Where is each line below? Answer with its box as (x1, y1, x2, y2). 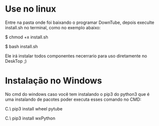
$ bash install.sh (5, 43, 38, 49)
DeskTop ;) (5, 58, 27, 64)
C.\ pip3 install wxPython (5, 115, 56, 121)
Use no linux (5, 3, 57, 15)
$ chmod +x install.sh (5, 34, 48, 40)
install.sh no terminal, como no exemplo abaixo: (5, 24, 101, 30)
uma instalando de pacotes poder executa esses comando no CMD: (5, 96, 141, 102)
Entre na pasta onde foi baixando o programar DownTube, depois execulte (5, 19, 155, 25)
